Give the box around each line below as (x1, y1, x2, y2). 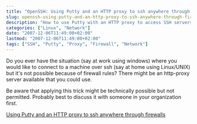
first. (6, 99, 18, 106)
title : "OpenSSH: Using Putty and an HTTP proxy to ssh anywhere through (6, 8, 191, 15)
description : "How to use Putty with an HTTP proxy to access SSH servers (6, 19, 193, 25)
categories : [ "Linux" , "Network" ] (6, 25, 91, 31)
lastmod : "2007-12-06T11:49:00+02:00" (6, 36, 101, 42)
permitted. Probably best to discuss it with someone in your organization (6, 93, 182, 100)
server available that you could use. (6, 75, 92, 82)
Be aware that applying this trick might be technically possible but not (6, 87, 175, 94)
